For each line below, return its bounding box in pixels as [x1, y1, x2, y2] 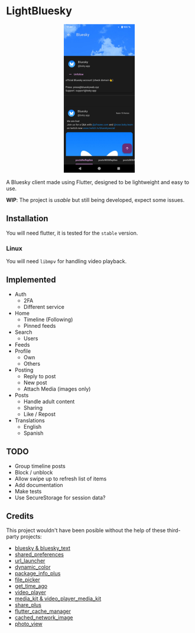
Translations [14, 417, 45, 424]
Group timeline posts [14, 462, 66, 470]
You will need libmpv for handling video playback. [6, 258, 127, 265]
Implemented [6, 275, 56, 285]
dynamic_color [14, 564, 51, 571]
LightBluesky [6, 4, 73, 18]
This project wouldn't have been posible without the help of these [6, 527, 166, 534]
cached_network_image [14, 614, 73, 621]
